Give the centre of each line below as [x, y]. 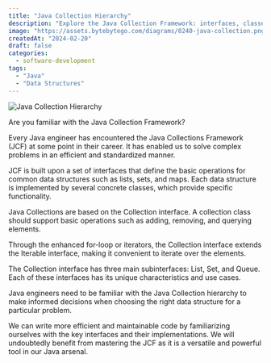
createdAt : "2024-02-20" [50, 38]
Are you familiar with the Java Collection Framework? [97, 122]
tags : [17, 69]
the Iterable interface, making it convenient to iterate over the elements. [127, 253]
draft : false [30, 46]
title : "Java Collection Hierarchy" [70, 16]
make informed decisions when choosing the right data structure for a [125, 301]
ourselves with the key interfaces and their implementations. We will [121, 334]
